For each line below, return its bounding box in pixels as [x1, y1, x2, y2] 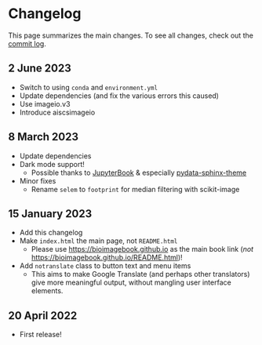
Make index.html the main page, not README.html [19, 236, 178, 245]
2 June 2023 [8, 62, 72, 75]
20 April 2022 [8, 309, 78, 322]
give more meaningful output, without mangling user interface [31, 278, 231, 287]
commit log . [8, 38, 47, 48]
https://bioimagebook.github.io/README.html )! [31, 252, 183, 263]
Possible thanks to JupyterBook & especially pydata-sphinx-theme [31, 168, 247, 177]
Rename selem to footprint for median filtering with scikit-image [31, 184, 240, 194]
